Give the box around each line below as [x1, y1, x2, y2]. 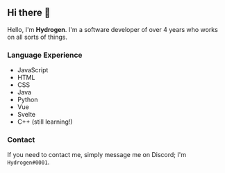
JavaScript [17, 66, 49, 74]
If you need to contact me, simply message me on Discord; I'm [7, 151, 186, 159]
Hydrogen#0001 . [7, 158, 50, 167]
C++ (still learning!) [17, 117, 73, 126]
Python [17, 95, 38, 104]
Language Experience [7, 50, 83, 60]
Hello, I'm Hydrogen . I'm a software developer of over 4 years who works [7, 25, 219, 33]
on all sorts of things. [7, 33, 68, 41]
